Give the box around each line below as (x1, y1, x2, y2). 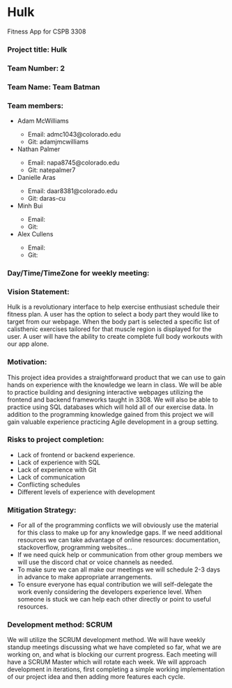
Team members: (7, 100, 64, 110)
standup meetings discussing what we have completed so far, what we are (7, 643, 222, 652)
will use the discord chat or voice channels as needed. (17, 558, 174, 567)
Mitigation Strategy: (7, 505, 77, 514)
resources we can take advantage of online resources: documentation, (17, 536, 221, 544)
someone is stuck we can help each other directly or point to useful (17, 595, 211, 604)
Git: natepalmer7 (27, 166, 76, 174)
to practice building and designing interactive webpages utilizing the (7, 388, 203, 396)
